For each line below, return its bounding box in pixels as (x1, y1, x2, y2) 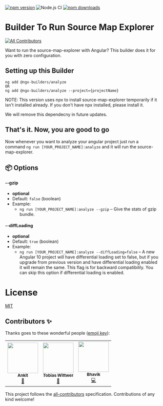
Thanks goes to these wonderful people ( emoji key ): (5, 330, 110, 336)
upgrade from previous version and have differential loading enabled (19, 259, 158, 265)
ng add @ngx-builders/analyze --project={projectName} (5, 88, 119, 93)
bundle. (19, 212, 35, 217)
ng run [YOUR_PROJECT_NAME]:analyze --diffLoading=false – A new (19, 249, 155, 255)
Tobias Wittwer (43, 373, 74, 378)
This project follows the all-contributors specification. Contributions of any (5, 391, 155, 397)
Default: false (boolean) (12, 196, 61, 202)
